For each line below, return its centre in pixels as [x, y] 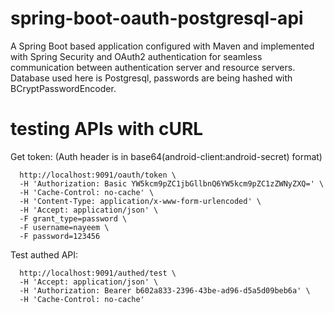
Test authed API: [44, 254]
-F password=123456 [60, 236]
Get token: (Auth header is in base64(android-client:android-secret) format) [166, 156]
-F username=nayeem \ [64, 227]
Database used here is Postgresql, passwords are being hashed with [151, 78]
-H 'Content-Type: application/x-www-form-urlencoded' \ [140, 201]
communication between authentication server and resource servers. [153, 67]
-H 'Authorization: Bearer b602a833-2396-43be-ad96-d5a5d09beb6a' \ [165, 290]
